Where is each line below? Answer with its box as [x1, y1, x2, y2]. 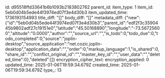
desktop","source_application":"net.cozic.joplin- [5, 41, 102, 46]
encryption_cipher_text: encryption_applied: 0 [56, 57, 149, 62]
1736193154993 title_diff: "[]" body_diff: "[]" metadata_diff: [5, 15, 124, 20]
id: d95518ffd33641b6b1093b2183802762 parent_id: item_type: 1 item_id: [5, 4, 154, 10]
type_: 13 [43, 67, 62, 73]
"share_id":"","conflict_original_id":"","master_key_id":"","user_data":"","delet [5, 51, 160, 57]
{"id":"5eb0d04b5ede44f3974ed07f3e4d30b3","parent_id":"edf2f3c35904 [5, 20, 159, 26]
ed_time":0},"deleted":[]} [5, 57, 56, 62]
